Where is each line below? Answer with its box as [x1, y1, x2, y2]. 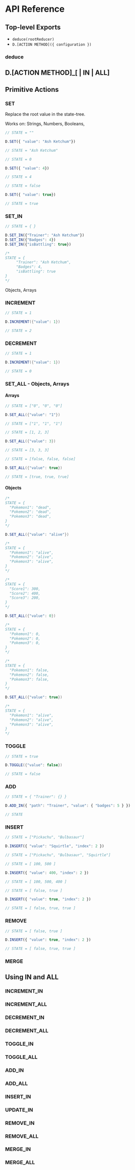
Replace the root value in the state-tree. [5, 111, 86, 117]
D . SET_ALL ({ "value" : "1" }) [5, 412, 60, 417]
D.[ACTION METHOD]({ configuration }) [12, 42, 92, 47]
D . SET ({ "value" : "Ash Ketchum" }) [5, 139, 76, 144]
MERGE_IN [5, 1146, 31, 1153]
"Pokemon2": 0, [9, 636, 41, 641]
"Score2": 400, [9, 591, 41, 596]
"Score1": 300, [9, 586, 41, 591]
